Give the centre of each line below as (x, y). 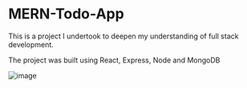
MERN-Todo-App (66, 14)
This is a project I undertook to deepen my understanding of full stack (123, 36)
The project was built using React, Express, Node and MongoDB (114, 60)
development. (31, 44)
